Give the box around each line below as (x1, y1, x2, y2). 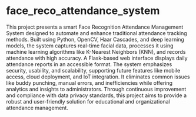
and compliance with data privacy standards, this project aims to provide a (6, 92, 187, 99)
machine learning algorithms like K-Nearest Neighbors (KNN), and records (6, 48, 186, 55)
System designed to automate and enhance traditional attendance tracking (6, 29, 187, 36)
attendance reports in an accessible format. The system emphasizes (6, 60, 172, 68)
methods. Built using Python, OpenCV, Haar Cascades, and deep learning (6, 36, 184, 43)
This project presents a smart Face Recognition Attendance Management (6, 23, 184, 30)
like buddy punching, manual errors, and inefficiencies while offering (6, 79, 172, 86)
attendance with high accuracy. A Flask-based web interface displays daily (6, 54, 188, 61)
